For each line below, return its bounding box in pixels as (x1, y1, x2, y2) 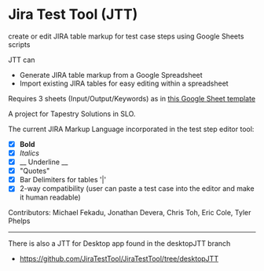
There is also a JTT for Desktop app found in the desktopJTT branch (8, 239, 231, 248)
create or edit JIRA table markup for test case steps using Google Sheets (8, 31, 244, 41)
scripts (8, 39, 31, 49)
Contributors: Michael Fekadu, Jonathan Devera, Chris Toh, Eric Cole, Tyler (8, 208, 251, 218)
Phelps (8, 216, 31, 225)
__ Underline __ (19, 157, 68, 167)
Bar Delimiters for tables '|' (19, 175, 107, 185)
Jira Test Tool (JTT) (8, 5, 138, 24)
